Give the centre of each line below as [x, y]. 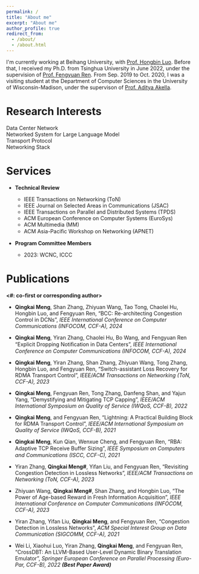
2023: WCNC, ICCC [48, 255]
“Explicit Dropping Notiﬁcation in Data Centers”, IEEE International [96, 344]
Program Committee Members [53, 243]
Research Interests [54, 112]
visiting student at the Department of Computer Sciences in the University [97, 81]
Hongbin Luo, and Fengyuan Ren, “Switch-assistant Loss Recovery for [101, 369]
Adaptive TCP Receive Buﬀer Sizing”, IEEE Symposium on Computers [100, 448]
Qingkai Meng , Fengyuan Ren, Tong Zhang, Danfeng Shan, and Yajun [100, 393]
